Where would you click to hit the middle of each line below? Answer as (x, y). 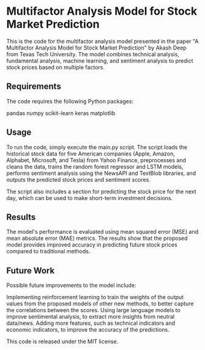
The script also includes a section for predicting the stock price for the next (102, 192)
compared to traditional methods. (48, 251)
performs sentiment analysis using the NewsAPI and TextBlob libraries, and (101, 173)
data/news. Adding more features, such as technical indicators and (91, 323)
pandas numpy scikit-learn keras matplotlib (61, 113)
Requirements (34, 87)
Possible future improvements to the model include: (71, 285)
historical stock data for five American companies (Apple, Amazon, (91, 154)
